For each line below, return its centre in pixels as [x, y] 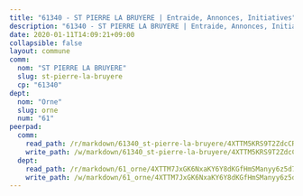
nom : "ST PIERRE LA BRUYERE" [72, 69]
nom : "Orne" [40, 102]
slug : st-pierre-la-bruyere [70, 77]
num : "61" [36, 118]
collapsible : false [46, 43]
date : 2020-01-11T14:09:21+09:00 [72, 34]
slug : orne [38, 110]
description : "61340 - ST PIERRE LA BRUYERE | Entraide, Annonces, [139, 26]
